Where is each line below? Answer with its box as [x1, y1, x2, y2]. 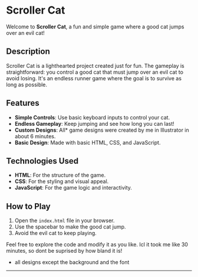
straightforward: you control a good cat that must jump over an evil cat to [6, 69, 184, 76]
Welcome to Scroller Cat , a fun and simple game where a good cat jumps [6, 23, 184, 30]
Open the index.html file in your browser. [14, 217, 115, 224]
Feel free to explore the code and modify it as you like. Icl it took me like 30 [6, 241, 189, 248]
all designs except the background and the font [14, 259, 130, 266]
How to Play [6, 201, 51, 211]
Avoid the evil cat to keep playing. [14, 230, 97, 237]
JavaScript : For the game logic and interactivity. [14, 184, 133, 191]
